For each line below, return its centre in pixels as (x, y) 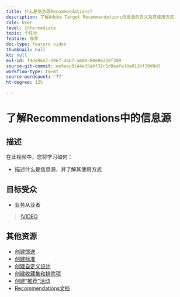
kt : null (17, 55)
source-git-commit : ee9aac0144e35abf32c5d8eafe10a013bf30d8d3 (83, 66)
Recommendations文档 (42, 288)
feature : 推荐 (22, 39)
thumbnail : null (26, 50)
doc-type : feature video (36, 45)
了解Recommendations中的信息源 (89, 118)
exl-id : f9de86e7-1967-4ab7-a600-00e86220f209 (64, 60)
